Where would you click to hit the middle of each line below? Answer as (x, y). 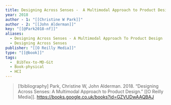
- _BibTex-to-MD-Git (32, 62)
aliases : (15, 34)
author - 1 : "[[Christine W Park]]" (44, 19)
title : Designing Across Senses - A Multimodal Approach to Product (81, 10)
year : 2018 (17, 15)
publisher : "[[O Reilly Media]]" (41, 48)
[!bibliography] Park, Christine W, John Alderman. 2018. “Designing (88, 86)
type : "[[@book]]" (25, 52)
